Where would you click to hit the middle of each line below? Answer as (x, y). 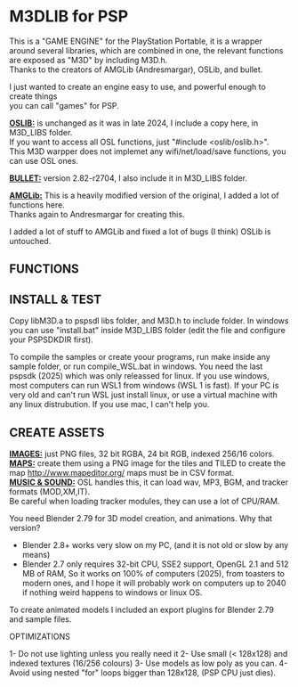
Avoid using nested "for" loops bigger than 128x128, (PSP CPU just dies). (143, 672)
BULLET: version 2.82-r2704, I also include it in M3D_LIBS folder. (128, 178)
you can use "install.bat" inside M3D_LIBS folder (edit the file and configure (148, 331)
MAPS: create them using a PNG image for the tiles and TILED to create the (148, 463)
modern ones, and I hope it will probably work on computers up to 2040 (154, 583)
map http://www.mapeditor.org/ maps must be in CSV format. (122, 472)
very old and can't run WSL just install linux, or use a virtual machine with (143, 395)
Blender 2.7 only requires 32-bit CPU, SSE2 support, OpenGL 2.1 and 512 (155, 564)
